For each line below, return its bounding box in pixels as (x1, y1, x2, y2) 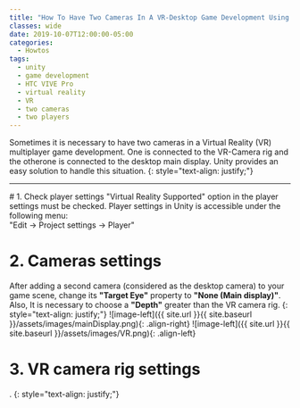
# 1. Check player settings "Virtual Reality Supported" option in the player (9, 191, 279, 202)
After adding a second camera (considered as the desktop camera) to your (9, 280, 285, 291)
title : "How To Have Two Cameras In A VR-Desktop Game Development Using (9, 12, 290, 22)
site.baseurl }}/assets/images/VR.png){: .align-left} (9, 328, 196, 339)
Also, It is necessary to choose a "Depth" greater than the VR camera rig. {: (9, 300, 288, 311)
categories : (9, 37, 54, 47)
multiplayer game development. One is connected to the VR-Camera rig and (9, 146, 288, 157)
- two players (17, 112, 70, 121)
